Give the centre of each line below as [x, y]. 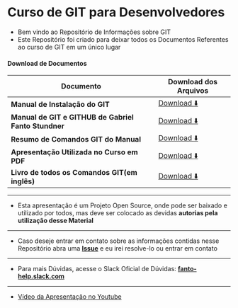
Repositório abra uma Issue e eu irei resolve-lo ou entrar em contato [118, 249]
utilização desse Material [56, 221]
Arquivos [193, 91]
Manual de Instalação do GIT [60, 104]
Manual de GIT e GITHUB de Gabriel [73, 118]
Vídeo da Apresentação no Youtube [69, 297]
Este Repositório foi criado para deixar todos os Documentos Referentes [123, 39]
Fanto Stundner [38, 126]
